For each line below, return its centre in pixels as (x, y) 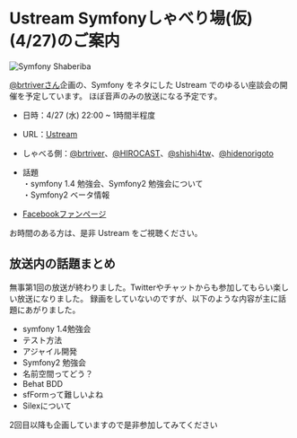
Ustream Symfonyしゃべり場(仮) (131, 18)
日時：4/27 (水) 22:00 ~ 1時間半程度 (89, 115)
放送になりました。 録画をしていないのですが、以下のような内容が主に (148, 298)
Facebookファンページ (64, 214)
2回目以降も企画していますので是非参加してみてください (114, 425)
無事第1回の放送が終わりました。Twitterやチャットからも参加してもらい (141, 287)
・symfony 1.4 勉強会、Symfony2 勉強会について (113, 183)
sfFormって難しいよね (63, 394)
